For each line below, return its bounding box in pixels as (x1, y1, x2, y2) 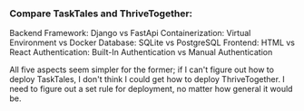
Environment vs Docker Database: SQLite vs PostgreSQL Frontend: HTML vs (9, 37, 295, 48)
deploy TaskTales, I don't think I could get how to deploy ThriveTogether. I (9, 74, 286, 85)
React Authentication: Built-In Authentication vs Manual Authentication (9, 47, 273, 58)
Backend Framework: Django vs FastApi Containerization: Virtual (9, 28, 251, 39)
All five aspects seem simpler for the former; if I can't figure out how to (9, 64, 275, 75)
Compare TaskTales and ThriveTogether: (9, 7, 193, 20)
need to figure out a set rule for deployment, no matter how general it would (9, 84, 293, 95)
